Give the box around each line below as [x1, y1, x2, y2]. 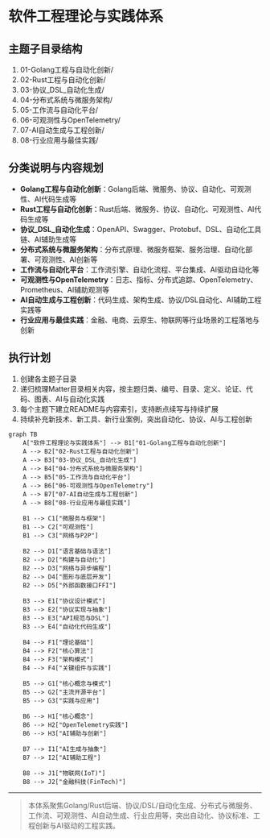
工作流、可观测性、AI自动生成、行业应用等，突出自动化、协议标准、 [27, 811, 254, 820]
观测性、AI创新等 [41, 255, 98, 264]
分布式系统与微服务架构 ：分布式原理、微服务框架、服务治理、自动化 [19, 244, 246, 254]
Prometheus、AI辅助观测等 [19, 284, 110, 294]
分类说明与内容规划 [8, 161, 104, 175]
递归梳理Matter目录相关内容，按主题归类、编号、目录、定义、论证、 [19, 384, 247, 393]
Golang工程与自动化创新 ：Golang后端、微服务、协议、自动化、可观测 [19, 184, 252, 193]
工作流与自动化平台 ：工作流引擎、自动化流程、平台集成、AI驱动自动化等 [19, 264, 260, 274]
